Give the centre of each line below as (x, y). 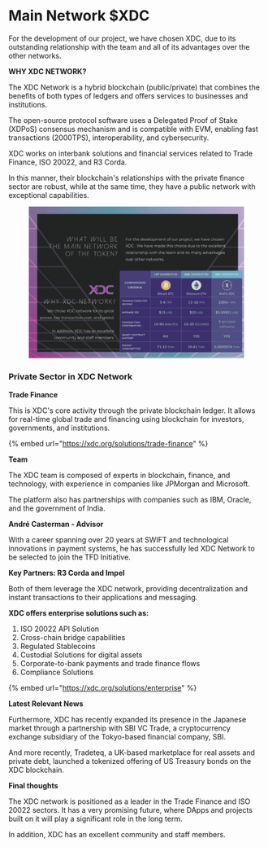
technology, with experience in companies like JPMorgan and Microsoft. (129, 484)
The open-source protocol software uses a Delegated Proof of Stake (123, 120)
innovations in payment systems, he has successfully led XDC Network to (132, 548)
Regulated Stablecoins (58, 646)
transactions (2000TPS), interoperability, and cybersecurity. (109, 138)
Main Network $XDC (79, 16)
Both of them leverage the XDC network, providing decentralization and (128, 588)
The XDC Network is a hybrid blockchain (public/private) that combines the (134, 87)
